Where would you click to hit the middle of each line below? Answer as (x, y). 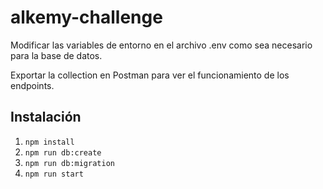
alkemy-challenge (86, 17)
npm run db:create (63, 152)
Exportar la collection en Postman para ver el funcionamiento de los (150, 75)
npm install (49, 142)
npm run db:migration (69, 163)
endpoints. (32, 85)
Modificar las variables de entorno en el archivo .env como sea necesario (161, 45)
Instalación (46, 117)
